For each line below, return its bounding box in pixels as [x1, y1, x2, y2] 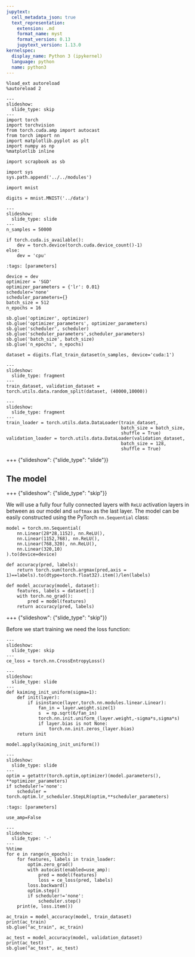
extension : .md [17, 25, 55, 32]
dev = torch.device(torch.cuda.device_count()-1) [17, 242, 143, 248]
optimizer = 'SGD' [6, 279, 52, 285]
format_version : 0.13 [17, 36, 70, 42]
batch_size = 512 [6, 300, 49, 306]
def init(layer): [17, 694, 60, 701]
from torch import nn [6, 132, 60, 139]
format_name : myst [17, 31, 63, 37]
